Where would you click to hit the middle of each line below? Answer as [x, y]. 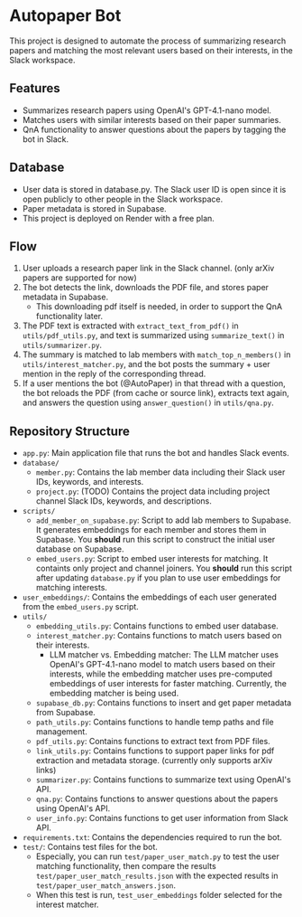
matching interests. [72, 588]
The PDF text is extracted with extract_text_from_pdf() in [130, 326]
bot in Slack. [46, 139]
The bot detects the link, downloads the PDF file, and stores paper [145, 288]
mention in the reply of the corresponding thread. [114, 374]
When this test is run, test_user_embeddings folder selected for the [159, 895]
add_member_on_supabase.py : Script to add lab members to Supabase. [163, 520]
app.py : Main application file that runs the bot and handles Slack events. [156, 453]
